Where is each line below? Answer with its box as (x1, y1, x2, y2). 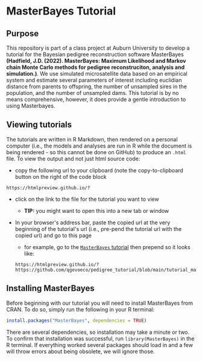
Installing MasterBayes (6, 283, 95, 294)
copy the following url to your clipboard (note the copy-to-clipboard (14, 166, 184, 174)
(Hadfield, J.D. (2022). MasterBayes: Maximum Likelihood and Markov (6, 57, 186, 64)
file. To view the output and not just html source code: (6, 155, 140, 162)
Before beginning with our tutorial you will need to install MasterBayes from (6, 299, 193, 307)
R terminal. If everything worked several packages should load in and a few (6, 341, 193, 348)
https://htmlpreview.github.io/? (6, 184, 90, 191)
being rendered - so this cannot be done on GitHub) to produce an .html (6, 148, 186, 155)
